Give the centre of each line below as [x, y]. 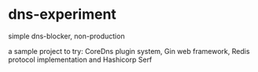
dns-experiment [62, 14]
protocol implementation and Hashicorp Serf [80, 59]
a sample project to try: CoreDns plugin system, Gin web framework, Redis [129, 51]
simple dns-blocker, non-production [66, 36]
